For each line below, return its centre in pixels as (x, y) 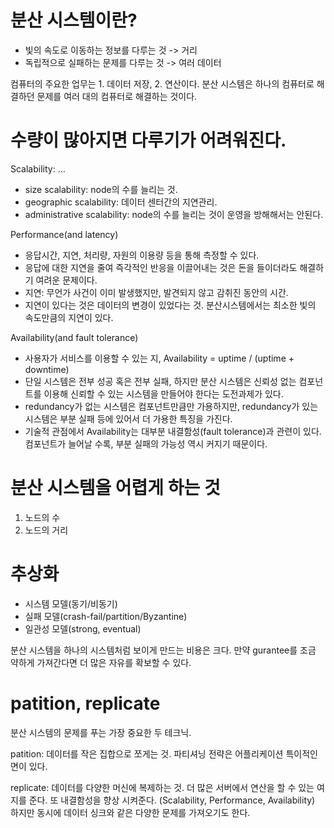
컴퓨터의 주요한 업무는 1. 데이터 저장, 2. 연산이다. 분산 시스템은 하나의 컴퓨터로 (162, 83)
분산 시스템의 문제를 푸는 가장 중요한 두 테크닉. (101, 732)
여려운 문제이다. (66, 280)
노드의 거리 (46, 530)
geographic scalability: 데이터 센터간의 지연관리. (121, 202)
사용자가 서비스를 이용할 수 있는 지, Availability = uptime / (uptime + (159, 358)
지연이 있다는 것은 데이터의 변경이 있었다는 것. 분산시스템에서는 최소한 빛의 (170, 305)
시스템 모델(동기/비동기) (71, 603)
